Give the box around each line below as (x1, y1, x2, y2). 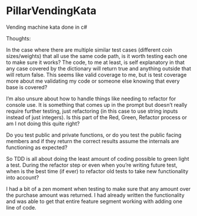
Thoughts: (6, 35, 31, 42)
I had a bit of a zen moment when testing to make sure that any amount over (6, 185, 191, 192)
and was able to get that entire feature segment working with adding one (6, 198, 182, 205)
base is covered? (6, 83, 48, 90)
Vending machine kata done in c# (6, 23, 88, 31)
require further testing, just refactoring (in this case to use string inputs (6, 107, 178, 114)
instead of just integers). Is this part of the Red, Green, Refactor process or (6, 113, 187, 121)
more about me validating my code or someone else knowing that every (6, 77, 180, 85)
